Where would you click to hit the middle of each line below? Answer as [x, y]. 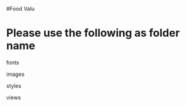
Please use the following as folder [93, 33]
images [15, 74]
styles [14, 86]
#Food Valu [21, 9]
